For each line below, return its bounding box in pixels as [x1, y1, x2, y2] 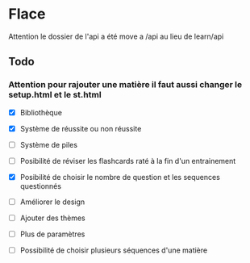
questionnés [19, 181, 62, 190]
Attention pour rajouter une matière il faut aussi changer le [8, 79, 243, 90]
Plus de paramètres [19, 229, 85, 239]
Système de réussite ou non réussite [19, 123, 142, 133]
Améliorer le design [19, 197, 85, 207]
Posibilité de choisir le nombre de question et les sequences [19, 172, 220, 182]
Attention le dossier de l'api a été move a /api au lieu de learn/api [8, 31, 224, 41]
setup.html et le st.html [8, 90, 102, 101]
